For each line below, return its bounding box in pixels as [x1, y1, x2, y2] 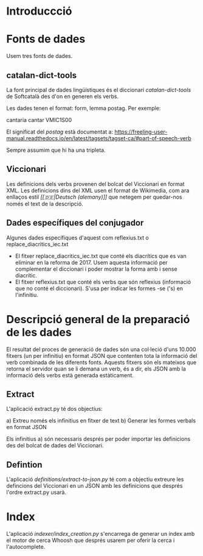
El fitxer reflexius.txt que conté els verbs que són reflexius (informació [15, 278, 191, 285]
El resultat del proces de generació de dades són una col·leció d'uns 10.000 [6, 346, 196, 353]
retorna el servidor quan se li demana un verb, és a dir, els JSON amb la [6, 365, 187, 372]
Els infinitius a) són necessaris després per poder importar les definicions [6, 435, 191, 443]
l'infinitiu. [15, 291, 38, 298]
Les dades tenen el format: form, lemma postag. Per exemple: [6, 104, 161, 112]
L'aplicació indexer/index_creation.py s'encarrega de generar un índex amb [6, 530, 195, 538]
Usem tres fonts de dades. [6, 52, 73, 60]
